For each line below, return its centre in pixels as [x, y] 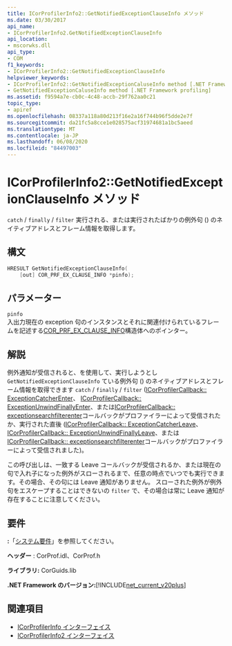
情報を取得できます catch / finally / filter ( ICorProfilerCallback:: [113, 390]
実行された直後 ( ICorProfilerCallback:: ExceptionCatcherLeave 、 [110, 424]
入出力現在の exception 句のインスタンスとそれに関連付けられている [104, 322]
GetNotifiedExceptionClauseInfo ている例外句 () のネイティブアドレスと [109, 381]
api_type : [21, 52]
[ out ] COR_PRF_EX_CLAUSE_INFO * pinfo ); [77, 275]
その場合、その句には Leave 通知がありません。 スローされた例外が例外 [120, 482]
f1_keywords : [26, 65]
